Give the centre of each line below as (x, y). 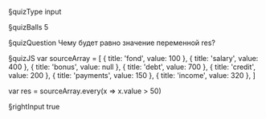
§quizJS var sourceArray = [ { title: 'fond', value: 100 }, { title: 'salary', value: (133, 58)
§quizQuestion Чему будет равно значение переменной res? (112, 43)
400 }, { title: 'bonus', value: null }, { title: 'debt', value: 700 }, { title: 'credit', (132, 67)
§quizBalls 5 (29, 27)
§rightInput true (34, 107)
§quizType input (35, 12)
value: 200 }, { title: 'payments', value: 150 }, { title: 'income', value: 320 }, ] (132, 75)
